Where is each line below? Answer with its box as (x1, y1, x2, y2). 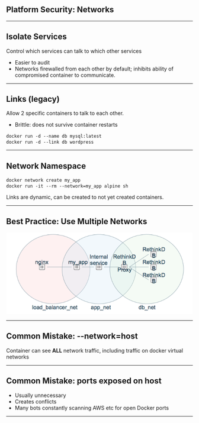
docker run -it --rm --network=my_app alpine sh (6, 183, 129, 189)
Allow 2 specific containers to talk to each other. (6, 109, 124, 117)
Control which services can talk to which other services (6, 47, 142, 54)
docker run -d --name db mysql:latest (6, 133, 102, 140)
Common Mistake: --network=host (6, 331, 138, 341)
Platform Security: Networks (6, 5, 114, 15)
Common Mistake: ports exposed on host (6, 376, 162, 386)
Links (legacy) (6, 94, 60, 104)
